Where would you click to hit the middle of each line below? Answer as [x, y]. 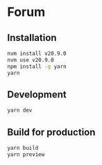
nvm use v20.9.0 [31, 60]
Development [37, 94]
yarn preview [26, 154]
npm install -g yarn [37, 67]
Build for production [51, 132]
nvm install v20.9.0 [37, 53]
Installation [32, 38]
